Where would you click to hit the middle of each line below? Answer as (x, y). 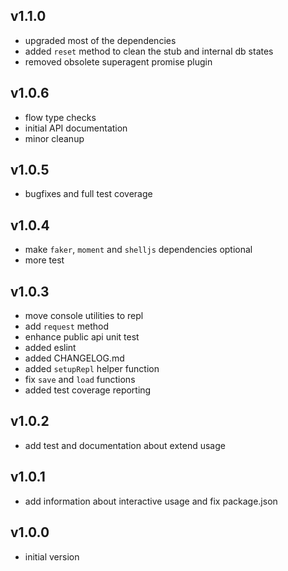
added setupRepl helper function (92, 369)
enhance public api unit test (82, 337)
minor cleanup (54, 138)
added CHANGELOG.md (74, 358)
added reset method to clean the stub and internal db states (149, 51)
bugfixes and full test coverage (88, 194)
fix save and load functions (80, 380)
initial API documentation (76, 128)
